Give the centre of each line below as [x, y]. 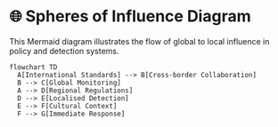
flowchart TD [33, 67]
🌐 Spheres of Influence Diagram [130, 16]
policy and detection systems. [64, 51]
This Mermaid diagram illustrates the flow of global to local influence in [139, 41]
